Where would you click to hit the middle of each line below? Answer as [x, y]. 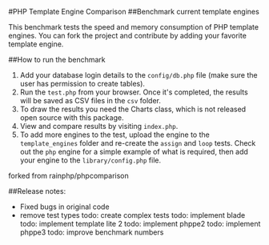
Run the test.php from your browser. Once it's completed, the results [134, 92]
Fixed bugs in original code [64, 207]
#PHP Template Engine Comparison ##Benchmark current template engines [134, 12]
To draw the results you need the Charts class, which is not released [133, 109]
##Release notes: [37, 191]
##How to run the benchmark [57, 60]
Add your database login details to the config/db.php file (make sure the [139, 75]
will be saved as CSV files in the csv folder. [90, 100]
